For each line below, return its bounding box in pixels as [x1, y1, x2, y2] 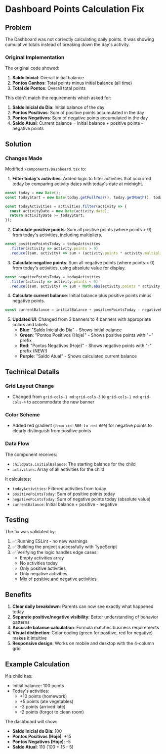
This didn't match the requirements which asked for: [5, 95, 112, 101]
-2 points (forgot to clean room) [19, 709, 84, 715]
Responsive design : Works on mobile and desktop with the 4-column [12, 640, 155, 647]
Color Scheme [5, 411, 41, 418]
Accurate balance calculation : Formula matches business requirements [12, 625, 160, 631]
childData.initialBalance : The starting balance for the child [12, 461, 136, 467]
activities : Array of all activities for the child [12, 466, 105, 472]
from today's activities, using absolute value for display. [12, 265, 126, 271]
